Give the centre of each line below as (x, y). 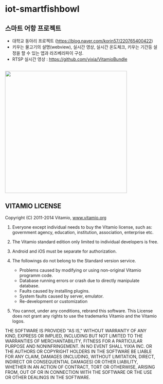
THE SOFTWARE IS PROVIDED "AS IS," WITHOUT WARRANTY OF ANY (76, 331)
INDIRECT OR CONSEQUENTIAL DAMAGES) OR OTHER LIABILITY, (72, 362)
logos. (18, 321)
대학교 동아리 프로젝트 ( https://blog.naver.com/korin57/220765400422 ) (82, 41)
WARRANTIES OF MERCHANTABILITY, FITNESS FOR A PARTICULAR (74, 341)
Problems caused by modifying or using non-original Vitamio (80, 270)
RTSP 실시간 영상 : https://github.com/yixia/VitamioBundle (70, 59)
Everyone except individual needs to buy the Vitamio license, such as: (82, 227)
